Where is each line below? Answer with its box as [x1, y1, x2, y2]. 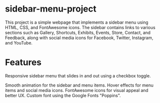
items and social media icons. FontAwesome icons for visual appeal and [5, 87, 149, 93]
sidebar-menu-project [5, 3, 96, 15]
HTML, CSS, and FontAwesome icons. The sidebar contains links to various [5, 24, 156, 30]
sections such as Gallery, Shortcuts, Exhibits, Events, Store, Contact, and [5, 29, 151, 35]
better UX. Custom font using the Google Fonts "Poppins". [5, 92, 121, 98]
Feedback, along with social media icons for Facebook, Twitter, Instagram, [5, 35, 154, 41]
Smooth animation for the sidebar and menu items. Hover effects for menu [5, 82, 154, 88]
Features [5, 57, 42, 68]
